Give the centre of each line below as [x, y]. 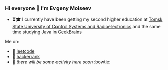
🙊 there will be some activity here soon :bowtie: [61, 62]
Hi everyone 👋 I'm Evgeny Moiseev [48, 8]
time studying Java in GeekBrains [47, 32]
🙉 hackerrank [26, 57]
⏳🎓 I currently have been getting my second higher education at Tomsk [87, 19]
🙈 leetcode [23, 51]
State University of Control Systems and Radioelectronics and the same [86, 27]
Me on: [12, 42]
